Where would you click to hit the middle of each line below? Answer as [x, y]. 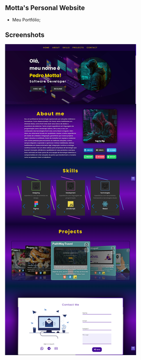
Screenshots [25, 35]
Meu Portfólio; [26, 19]
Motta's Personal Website [45, 8]
